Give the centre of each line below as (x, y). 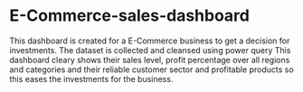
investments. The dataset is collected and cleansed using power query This (150, 50)
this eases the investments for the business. (91, 78)
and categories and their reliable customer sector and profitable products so (151, 69)
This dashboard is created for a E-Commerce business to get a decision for (150, 41)
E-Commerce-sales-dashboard (130, 16)
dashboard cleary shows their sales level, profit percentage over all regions (150, 60)
